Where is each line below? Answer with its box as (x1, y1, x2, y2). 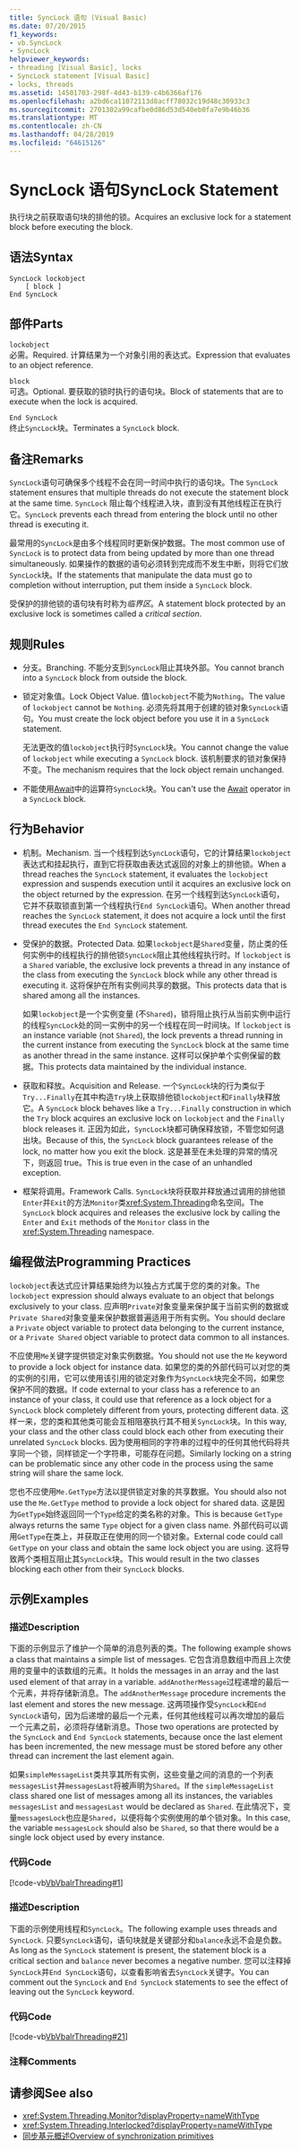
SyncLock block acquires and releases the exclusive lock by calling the (21, 1207, 280, 1218)
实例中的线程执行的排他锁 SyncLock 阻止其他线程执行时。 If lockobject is (30, 949, 291, 960)
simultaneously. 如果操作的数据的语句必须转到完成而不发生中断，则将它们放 (9, 559, 289, 569)
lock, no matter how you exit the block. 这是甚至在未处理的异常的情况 (21, 1146, 278, 1157)
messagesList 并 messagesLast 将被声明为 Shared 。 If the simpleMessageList (9, 1780, 275, 1792)
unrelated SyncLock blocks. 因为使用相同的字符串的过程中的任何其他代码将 (9, 1436, 282, 1447)
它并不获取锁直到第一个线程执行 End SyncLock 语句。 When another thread (21, 900, 291, 911)
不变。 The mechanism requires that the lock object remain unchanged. (21, 764, 285, 775)
